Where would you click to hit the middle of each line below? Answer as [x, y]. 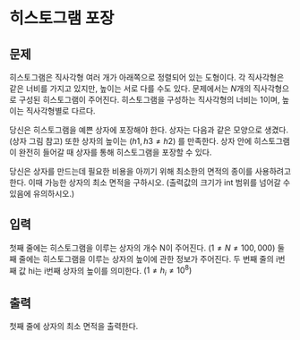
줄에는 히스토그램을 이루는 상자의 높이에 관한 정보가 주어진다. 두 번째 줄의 [146, 259]
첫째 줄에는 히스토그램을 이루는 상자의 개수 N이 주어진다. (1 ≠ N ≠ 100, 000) [142, 248]
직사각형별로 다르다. [60, 111]
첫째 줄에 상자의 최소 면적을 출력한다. [74, 327]
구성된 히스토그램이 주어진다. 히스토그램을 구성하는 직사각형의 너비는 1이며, [149, 100]
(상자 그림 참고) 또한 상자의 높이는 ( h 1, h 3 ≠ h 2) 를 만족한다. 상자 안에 [131, 141]
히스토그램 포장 [62, 18]
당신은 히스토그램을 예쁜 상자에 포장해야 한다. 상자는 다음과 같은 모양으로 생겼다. [149, 130]
